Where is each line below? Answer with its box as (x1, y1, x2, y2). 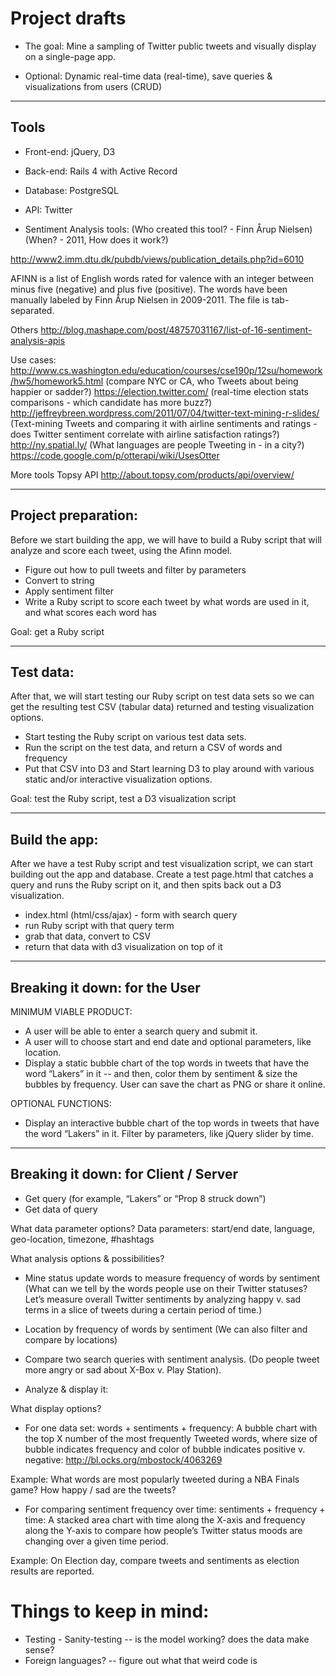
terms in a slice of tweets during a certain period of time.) (24, 1303, 263, 1316)
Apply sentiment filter (24, 585, 114, 597)
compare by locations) (24, 1333, 118, 1346)
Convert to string (24, 574, 95, 586)
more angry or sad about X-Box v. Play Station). (24, 1363, 222, 1376)
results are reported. (10, 1565, 95, 1577)
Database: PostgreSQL (24, 184, 119, 196)
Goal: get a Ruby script (10, 625, 105, 637)
